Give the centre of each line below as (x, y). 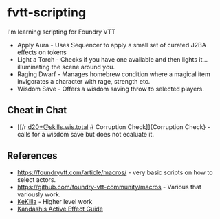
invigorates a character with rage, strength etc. (84, 81)
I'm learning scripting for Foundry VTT (61, 32)
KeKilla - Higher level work (55, 201)
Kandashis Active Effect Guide (60, 209)
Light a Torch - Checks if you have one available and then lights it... (112, 59)
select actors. (36, 179)
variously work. (39, 194)
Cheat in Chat (37, 110)
